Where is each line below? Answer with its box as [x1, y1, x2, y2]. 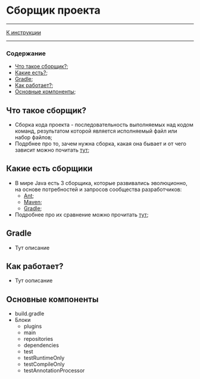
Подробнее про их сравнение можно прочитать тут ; [14, 211, 149, 218]
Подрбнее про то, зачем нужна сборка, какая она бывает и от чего [14, 140, 186, 148]
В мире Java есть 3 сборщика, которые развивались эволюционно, [14, 179, 187, 186]
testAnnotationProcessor [23, 367, 85, 374]
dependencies [23, 342, 60, 349]
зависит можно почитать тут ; [14, 146, 90, 154]
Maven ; [23, 198, 43, 205]
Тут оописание [14, 277, 53, 284]
